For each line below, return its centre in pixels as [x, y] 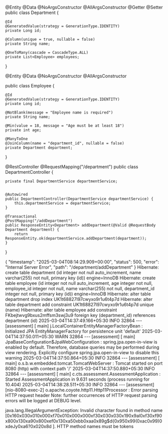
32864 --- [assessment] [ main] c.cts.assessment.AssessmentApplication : [83, 374]
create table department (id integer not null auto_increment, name [73, 273]
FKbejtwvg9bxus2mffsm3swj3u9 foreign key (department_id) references [80, 315]
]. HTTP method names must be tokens [93, 426]
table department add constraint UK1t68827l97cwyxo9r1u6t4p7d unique [79, 304]
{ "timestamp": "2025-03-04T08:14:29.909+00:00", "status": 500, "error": [82, 262]
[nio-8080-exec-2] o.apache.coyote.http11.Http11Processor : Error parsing [82, 390]
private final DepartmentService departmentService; [61, 181]
